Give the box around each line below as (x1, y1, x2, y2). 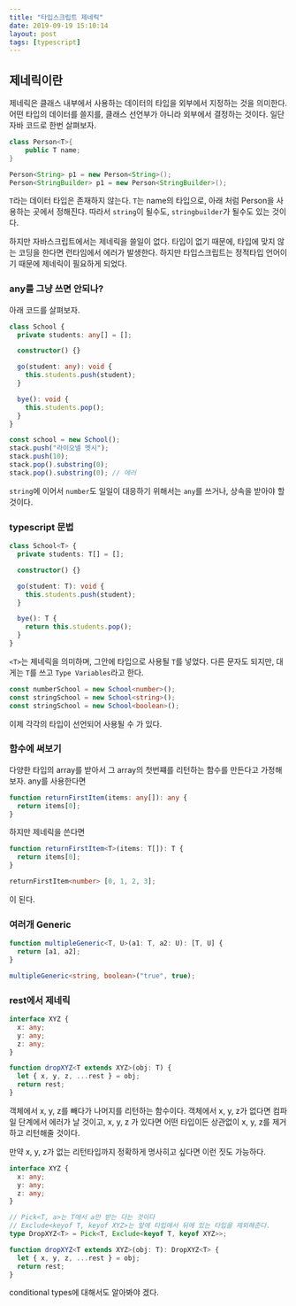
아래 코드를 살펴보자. (9, 305, 80, 315)
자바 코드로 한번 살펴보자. (9, 120, 97, 131)
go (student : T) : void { (17, 582, 104, 591)
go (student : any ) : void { (17, 362, 113, 372)
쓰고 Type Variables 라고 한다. (38, 667, 144, 677)
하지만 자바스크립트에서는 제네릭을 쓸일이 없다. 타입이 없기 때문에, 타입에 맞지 (9, 236, 276, 247)
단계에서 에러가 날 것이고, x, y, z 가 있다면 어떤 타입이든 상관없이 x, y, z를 (18, 1117, 271, 1127)
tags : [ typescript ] (9, 37, 81, 47)
